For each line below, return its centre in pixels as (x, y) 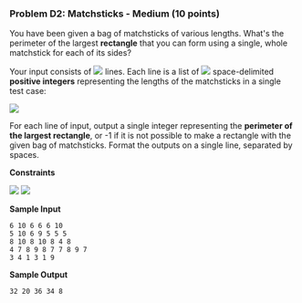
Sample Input (35, 209)
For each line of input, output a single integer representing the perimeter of (151, 126)
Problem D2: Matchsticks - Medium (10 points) (115, 14)
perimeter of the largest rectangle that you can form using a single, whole (149, 43)
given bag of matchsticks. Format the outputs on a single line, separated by (151, 145)
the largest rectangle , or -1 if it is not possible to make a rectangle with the (151, 136)
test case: (28, 91)
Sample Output (39, 275)
